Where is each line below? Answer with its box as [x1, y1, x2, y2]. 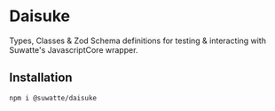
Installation [9, 70, 73, 85]
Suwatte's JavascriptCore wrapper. [9, 44, 138, 55]
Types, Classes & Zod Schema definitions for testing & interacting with [9, 35, 266, 46]
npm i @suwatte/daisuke [9, 93, 98, 102]
